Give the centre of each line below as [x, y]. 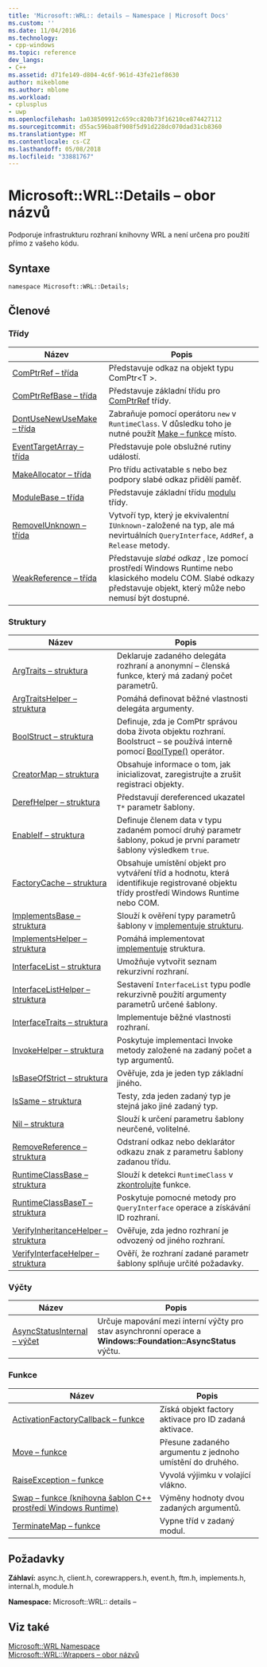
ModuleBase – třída [48, 497]
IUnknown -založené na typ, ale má [172, 525]
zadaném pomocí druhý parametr [179, 830]
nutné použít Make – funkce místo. [172, 433]
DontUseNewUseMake [55, 418]
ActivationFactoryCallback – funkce [79, 1419]
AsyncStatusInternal [50, 1332]
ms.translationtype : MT [48, 134]
